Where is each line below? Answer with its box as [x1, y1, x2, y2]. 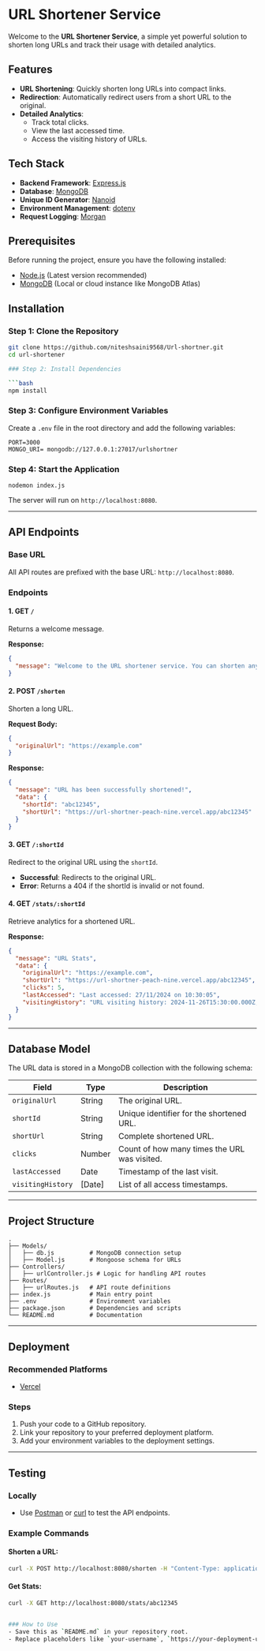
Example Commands [8, 1527, 89, 1538]
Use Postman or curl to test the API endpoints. [19, 1507, 171, 1517]
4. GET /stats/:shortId [8, 899, 85, 908]
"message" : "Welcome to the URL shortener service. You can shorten [15, 661, 245, 670]
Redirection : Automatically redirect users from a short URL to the [19, 92, 232, 102]
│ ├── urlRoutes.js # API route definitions [8, 1284, 171, 1292]
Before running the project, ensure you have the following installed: [8, 255, 226, 265]
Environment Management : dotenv [19, 203, 136, 212]
